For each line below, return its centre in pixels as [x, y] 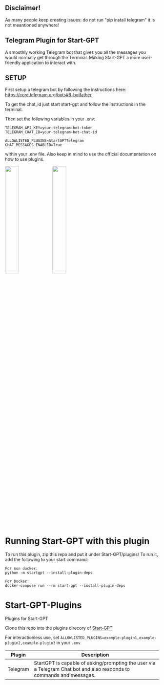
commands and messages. [65, 675]
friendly [13, 63]
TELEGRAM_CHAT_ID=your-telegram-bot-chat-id [51, 132]
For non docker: [21, 569]
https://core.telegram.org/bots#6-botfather [48, 95]
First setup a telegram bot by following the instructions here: [66, 89]
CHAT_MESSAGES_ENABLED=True [34, 145]
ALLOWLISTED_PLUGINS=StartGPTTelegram [44, 141]
